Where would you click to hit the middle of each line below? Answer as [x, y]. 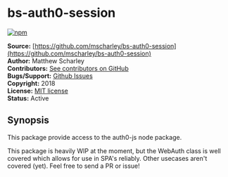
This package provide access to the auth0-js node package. [95, 137]
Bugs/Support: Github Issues [50, 76]
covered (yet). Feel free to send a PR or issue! [74, 166]
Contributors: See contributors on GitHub [68, 68]
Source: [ [21, 46]
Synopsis [28, 120]
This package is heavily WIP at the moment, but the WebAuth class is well [114, 151]
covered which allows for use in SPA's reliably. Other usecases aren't [107, 158]
